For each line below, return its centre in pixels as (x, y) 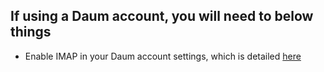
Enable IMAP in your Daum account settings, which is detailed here (163, 56)
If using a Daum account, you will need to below (162, 16)
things (31, 32)
